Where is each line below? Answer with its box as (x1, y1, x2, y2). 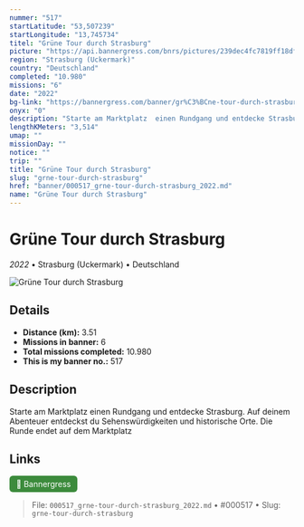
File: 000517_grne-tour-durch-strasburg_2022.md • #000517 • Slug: (31, 500, 281, 511)
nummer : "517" (9, 13, 63, 23)
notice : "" (9, 148, 51, 157)
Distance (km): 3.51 (22, 327, 97, 338)
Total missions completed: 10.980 (22, 346, 152, 357)
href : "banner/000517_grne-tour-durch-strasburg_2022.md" (9, 182, 233, 191)
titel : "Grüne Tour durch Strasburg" (9, 38, 152, 48)
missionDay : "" (9, 139, 67, 149)
